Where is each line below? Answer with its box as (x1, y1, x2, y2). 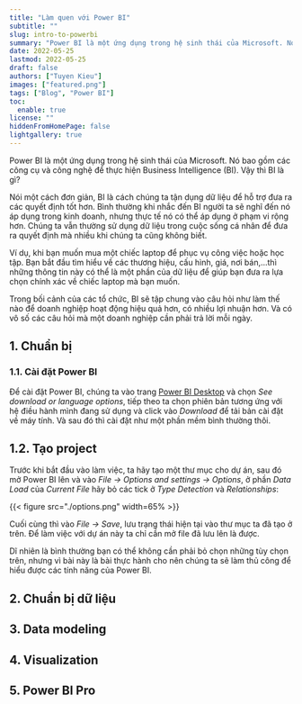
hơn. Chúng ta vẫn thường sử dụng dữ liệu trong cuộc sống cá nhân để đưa (9, 220, 289, 230)
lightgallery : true (9, 131, 83, 140)
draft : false (9, 64, 58, 73)
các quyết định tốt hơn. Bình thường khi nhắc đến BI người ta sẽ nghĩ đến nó (9, 201, 290, 212)
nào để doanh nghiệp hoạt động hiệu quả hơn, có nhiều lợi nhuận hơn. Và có (9, 302, 292, 313)
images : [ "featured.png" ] (9, 80, 106, 89)
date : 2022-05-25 (9, 47, 75, 56)
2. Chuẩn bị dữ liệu (9, 591, 117, 606)
